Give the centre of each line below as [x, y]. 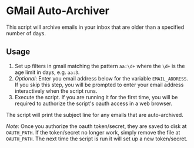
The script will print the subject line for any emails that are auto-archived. [95, 115]
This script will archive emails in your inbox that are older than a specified [95, 27]
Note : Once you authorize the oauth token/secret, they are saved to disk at [96, 126]
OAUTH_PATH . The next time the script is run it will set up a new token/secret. [97, 139]
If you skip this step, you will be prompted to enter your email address [99, 85]
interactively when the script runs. [56, 91]
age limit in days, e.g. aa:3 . [47, 72]
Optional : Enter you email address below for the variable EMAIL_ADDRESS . [101, 78]
